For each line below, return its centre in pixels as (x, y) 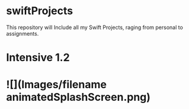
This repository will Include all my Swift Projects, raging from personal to (95, 27)
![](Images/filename (56, 85)
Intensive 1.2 (38, 58)
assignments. (23, 33)
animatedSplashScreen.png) (79, 97)
